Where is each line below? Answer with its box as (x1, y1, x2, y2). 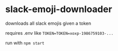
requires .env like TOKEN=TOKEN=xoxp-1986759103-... (5, 30, 114, 36)
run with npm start (5, 39, 44, 46)
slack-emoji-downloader (5, 4, 112, 15)
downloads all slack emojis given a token (5, 20, 91, 26)
